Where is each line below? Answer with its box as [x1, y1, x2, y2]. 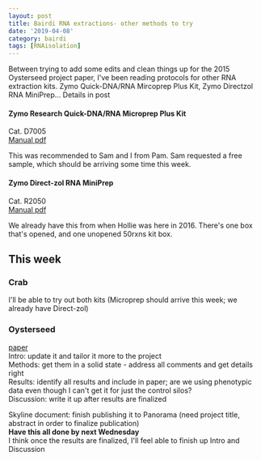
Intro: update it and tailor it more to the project [8, 351, 162, 360]
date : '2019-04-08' [8, 27, 74, 35]
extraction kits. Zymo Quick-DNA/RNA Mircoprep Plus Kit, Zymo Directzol [8, 82, 253, 92]
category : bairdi [8, 34, 67, 43]
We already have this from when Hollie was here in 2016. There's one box [8, 220, 253, 230]
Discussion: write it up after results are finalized [8, 394, 167, 403]
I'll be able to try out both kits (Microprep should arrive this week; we [8, 295, 238, 305]
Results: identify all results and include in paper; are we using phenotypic [8, 377, 252, 386]
